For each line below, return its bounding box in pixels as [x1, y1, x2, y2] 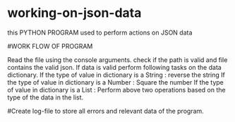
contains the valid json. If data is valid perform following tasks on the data [7, 63, 222, 71]
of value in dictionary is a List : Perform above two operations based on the [7, 85, 226, 94]
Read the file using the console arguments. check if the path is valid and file [7, 55, 228, 64]
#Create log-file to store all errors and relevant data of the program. [7, 106, 205, 115]
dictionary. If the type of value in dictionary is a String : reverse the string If [7, 71, 226, 79]
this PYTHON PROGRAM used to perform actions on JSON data [7, 28, 193, 37]
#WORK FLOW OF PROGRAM [7, 42, 93, 50]
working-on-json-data [7, 5, 142, 21]
